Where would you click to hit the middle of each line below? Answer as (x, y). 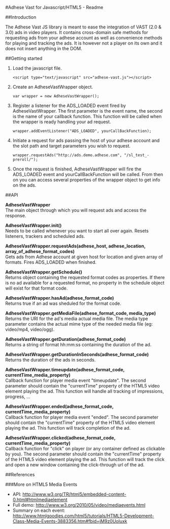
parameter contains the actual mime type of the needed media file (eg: (79, 324)
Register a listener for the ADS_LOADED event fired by (69, 105)
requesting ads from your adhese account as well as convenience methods (84, 38)
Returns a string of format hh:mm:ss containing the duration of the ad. (78, 345)
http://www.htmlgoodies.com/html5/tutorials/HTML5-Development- (83, 516)
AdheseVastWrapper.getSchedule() (44, 272)
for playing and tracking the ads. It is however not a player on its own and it (84, 43)
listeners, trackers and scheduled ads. (45, 236)
